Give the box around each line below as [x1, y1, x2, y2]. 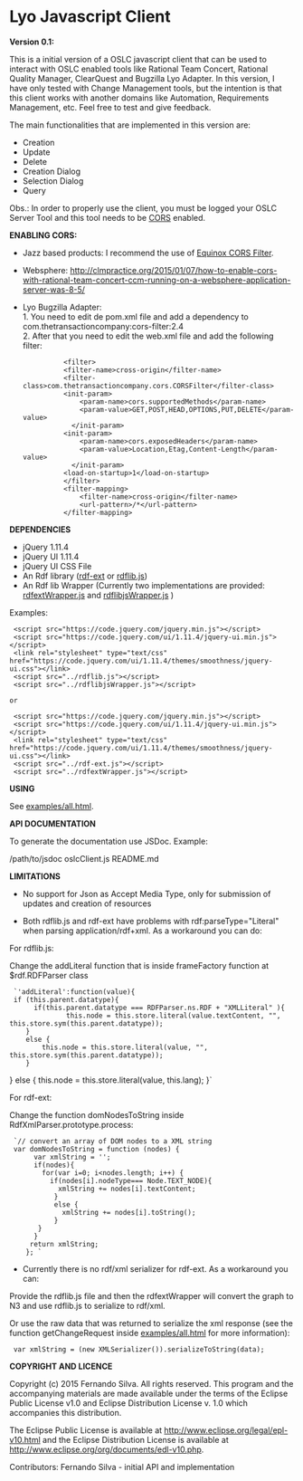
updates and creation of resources [22, 898, 152, 909]
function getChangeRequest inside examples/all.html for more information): [9, 1327, 290, 1338]
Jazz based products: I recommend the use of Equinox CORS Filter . [22, 247, 274, 258]
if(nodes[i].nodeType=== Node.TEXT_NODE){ [49, 1176, 213, 1185]
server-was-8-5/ [22, 283, 86, 295]
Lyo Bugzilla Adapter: [22, 301, 102, 312]
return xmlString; [29, 1239, 99, 1248]
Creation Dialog [22, 166, 81, 177]
